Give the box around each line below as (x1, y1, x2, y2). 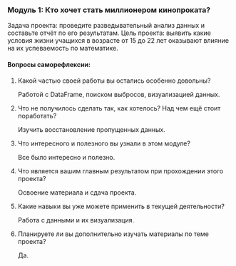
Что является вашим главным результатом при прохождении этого (17, 166, 224, 175)
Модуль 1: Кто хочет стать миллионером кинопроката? (7, 5, 211, 15)
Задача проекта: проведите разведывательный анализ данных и (7, 21, 205, 30)
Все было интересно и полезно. (17, 153, 116, 161)
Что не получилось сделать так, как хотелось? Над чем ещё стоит (17, 103, 221, 112)
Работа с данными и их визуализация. (17, 215, 134, 224)
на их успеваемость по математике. (7, 44, 119, 53)
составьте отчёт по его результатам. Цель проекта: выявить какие (7, 29, 212, 37)
